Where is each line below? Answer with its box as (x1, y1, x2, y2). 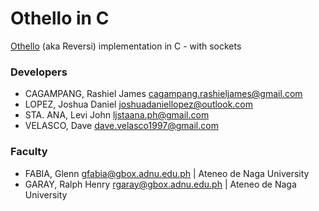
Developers (10, 65, 68, 79)
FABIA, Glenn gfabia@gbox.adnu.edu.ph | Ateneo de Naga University (24, 167, 310, 179)
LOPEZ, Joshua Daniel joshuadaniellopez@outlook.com (24, 98, 254, 111)
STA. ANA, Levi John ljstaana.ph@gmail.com (24, 109, 210, 121)
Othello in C (10, 7, 110, 30)
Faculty (10, 145, 48, 159)
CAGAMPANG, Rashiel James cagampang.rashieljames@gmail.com (24, 88, 303, 100)
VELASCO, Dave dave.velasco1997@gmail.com (24, 120, 219, 132)
